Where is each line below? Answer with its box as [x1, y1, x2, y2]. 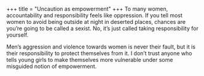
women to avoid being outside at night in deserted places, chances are [6, 18, 186, 25]
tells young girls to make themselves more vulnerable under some [6, 56, 173, 63]
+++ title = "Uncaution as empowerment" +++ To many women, [6, 6, 168, 12]
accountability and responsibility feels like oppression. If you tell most [6, 12, 183, 19]
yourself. [6, 31, 29, 39]
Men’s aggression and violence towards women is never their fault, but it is [6, 43, 195, 50]
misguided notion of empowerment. [6, 63, 97, 70]
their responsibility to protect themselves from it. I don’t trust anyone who [6, 50, 192, 57]
